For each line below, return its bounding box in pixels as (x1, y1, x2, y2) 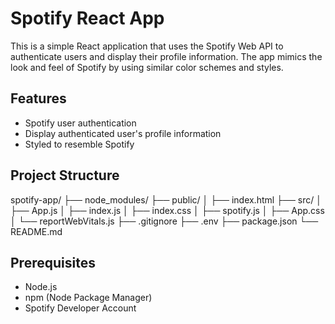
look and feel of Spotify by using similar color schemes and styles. (10, 61, 284, 73)
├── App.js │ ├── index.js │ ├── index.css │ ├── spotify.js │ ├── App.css (10, 204, 325, 216)
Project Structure (10, 167, 120, 184)
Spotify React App (10, 7, 165, 30)
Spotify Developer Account (24, 302, 137, 314)
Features (10, 90, 67, 107)
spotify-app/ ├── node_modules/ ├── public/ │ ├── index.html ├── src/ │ (10, 193, 322, 206)
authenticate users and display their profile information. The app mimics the (10, 50, 323, 62)
